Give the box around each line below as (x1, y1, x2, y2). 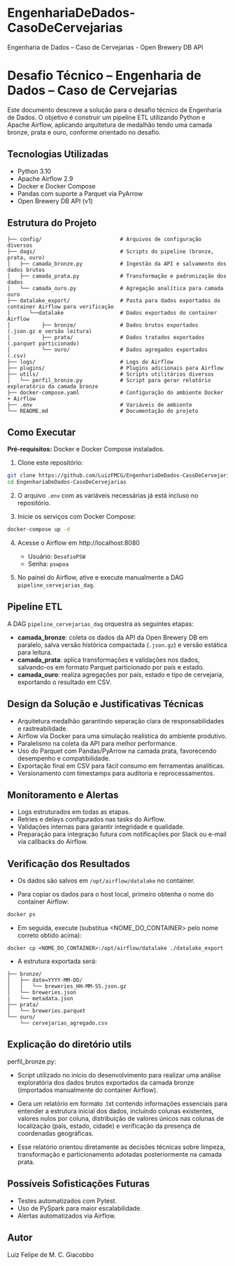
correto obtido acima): (17, 931, 83, 940)
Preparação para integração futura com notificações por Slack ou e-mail (17, 830, 227, 838)
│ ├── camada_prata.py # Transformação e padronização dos (7, 272, 227, 280)
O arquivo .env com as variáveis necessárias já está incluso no (17, 491, 199, 500)
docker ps (7, 911, 36, 918)
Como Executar (7, 426, 76, 438)
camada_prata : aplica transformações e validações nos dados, (17, 655, 200, 664)
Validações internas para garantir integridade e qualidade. (17, 822, 185, 831)
